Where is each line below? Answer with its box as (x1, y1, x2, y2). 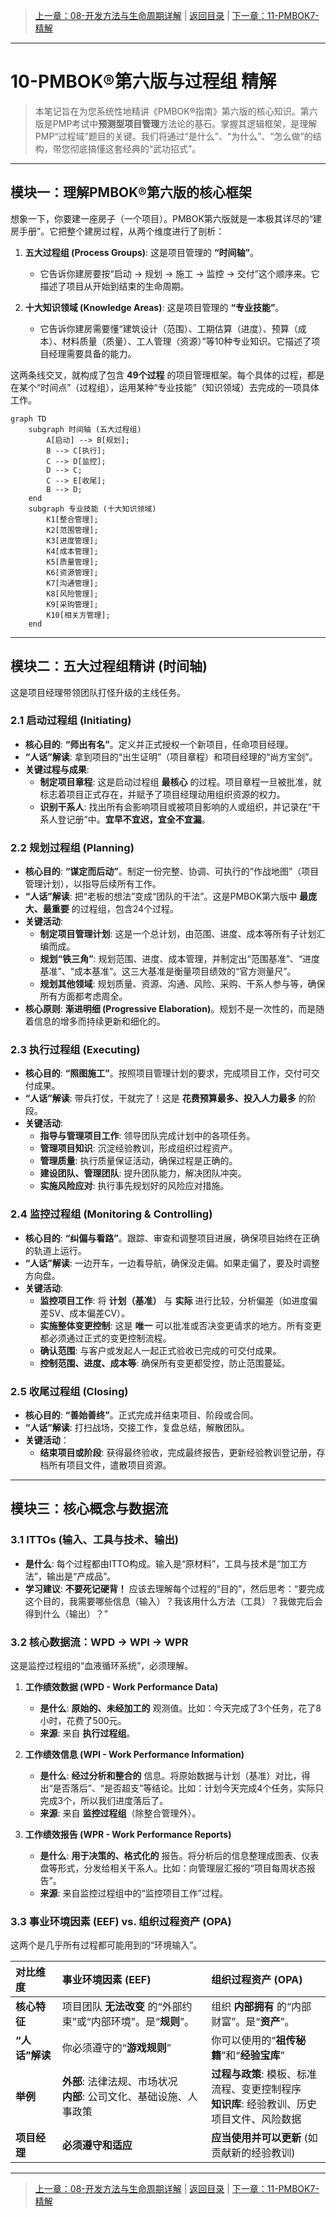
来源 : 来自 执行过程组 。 (39, 1727, 136, 1739)
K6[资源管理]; (46, 567, 99, 578)
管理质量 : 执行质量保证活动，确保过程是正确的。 (39, 1155, 238, 1167)
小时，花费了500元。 (39, 1715, 127, 1727)
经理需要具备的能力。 (48, 347, 137, 359)
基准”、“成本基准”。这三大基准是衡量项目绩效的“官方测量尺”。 (39, 965, 297, 978)
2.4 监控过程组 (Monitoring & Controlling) (10, 1207, 213, 1221)
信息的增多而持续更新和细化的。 (33, 1015, 166, 1028)
